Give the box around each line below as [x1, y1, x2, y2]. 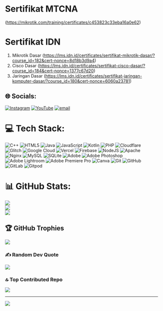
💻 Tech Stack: [5, 123, 65, 134]
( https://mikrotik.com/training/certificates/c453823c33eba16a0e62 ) [5, 19, 141, 25]
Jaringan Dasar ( [12, 73, 46, 78]
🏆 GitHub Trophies [5, 224, 65, 232]
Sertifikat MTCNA [5, 3, 78, 15]
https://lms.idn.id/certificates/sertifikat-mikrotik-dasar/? [44, 52, 155, 58]
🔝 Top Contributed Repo [5, 276, 63, 283]
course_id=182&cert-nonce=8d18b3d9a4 [12, 57, 95, 63]
